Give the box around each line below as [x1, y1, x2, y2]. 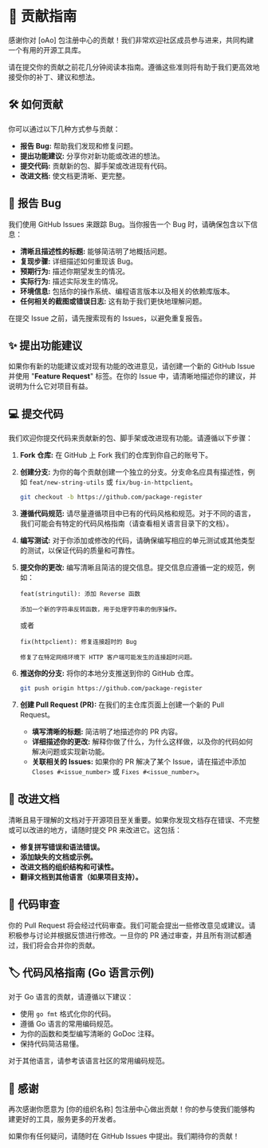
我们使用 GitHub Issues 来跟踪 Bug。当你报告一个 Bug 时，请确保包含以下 [8, 219, 251, 228]
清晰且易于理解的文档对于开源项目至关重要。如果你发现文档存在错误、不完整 [8, 815, 260, 824]
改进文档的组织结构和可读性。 [19, 862, 118, 872]
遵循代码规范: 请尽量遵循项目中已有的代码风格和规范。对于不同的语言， [19, 509, 255, 518]
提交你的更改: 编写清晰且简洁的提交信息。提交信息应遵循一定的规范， [19, 562, 249, 572]
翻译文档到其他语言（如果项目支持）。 [19, 872, 143, 881]
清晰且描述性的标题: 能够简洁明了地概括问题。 [19, 246, 171, 256]
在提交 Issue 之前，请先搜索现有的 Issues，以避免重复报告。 [8, 313, 207, 323]
